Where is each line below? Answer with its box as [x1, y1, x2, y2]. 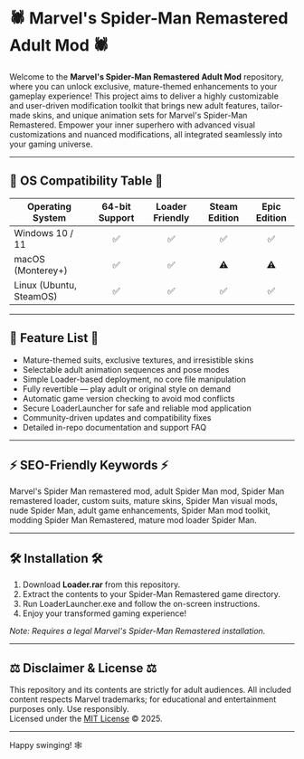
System [32, 211, 66, 223]
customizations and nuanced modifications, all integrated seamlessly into [9, 128, 283, 139]
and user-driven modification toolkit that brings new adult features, [9, 100, 260, 110]
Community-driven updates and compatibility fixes [22, 412, 212, 422]
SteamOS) [14, 289, 58, 302]
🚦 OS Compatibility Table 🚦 [9, 174, 164, 189]
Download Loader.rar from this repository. [22, 579, 181, 590]
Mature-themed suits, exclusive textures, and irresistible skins [22, 355, 254, 365]
